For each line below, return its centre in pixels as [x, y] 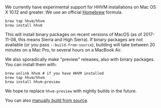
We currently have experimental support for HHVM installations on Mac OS [80, 7]
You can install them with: [31, 64]
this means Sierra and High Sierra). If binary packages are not [80, 39]
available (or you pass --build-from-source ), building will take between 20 [80, 45]
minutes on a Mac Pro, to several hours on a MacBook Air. [64, 50]
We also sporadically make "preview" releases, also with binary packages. [80, 59]
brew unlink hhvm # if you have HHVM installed [55, 73]
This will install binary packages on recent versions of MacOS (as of [74, 34]
